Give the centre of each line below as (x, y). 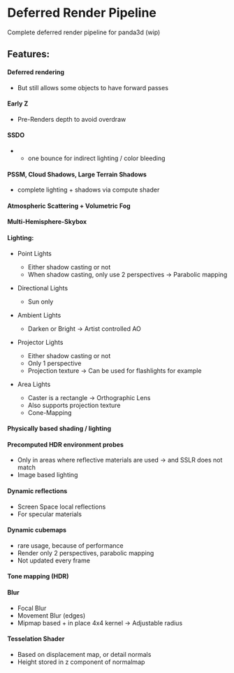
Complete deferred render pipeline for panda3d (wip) (84, 32)
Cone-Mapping (50, 412)
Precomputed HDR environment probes (66, 444)
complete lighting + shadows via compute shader (88, 190)
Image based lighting (47, 475)
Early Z (18, 104)
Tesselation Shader (36, 639)
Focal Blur (32, 608)
